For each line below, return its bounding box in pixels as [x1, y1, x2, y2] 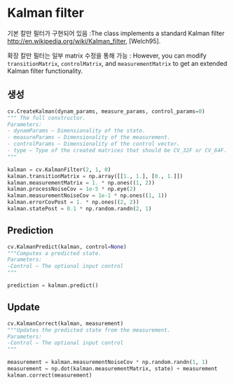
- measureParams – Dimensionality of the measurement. [7, 134, 171, 141]
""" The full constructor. [7, 114, 86, 121]
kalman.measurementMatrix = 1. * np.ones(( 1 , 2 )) [7, 179, 156, 187]
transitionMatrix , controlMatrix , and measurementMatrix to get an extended [7, 59, 228, 67]
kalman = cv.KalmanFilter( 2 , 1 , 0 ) [7, 166, 111, 173]
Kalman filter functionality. [7, 67, 83, 75]
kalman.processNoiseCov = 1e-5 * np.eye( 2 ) [7, 186, 137, 193]
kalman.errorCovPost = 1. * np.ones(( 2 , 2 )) [7, 198, 139, 206]
